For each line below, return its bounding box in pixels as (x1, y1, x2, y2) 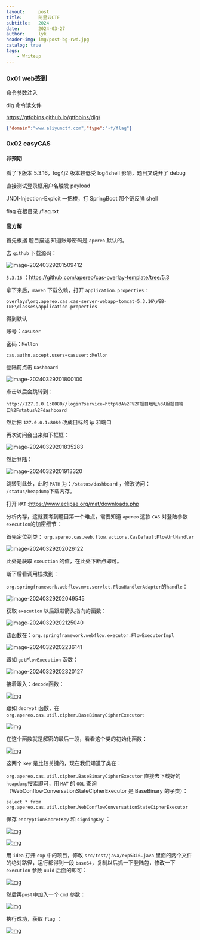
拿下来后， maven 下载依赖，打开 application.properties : (6, 287, 147, 294)
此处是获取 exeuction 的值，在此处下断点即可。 (6, 557, 122, 565)
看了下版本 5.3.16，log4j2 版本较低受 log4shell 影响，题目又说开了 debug (6, 169, 186, 177)
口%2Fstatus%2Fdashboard (6, 408, 67, 414)
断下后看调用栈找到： (6, 570, 59, 578)
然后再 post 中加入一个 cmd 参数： (6, 891, 85, 898)
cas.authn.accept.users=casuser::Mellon (6, 353, 109, 359)
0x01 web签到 (6, 74, 47, 83)
